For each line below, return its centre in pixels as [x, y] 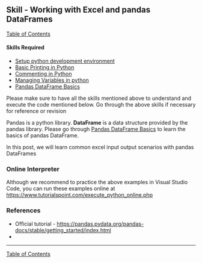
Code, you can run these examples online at [61, 188]
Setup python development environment [65, 61]
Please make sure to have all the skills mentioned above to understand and [99, 98]
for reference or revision [36, 111]
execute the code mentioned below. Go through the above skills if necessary [101, 105]
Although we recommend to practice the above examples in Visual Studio [97, 182]
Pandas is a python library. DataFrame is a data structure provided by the [97, 123]
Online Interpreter [33, 169]
